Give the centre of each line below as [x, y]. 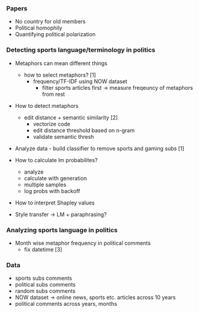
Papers [17, 8]
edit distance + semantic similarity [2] [71, 117]
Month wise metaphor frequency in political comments [83, 243]
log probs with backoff [52, 191]
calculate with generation [55, 178]
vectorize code [52, 124]
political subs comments [45, 285]
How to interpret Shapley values [55, 203]
